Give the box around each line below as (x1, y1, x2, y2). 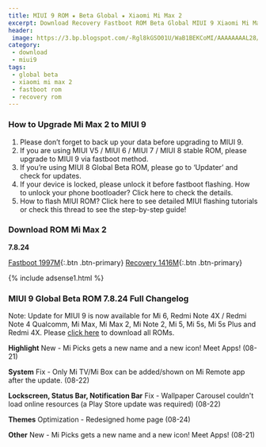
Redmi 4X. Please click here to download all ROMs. (8, 328, 175, 337)
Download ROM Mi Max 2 (8, 224, 107, 235)
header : (8, 26, 34, 34)
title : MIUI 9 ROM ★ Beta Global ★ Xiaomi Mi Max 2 (8, 11, 182, 20)
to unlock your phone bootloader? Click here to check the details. (19, 187, 234, 197)
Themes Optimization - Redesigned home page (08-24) (8, 414, 192, 425)
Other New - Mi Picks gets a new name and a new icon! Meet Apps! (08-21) (8, 430, 256, 440)
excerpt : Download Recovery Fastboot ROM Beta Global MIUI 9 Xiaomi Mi (8, 19, 249, 27)
